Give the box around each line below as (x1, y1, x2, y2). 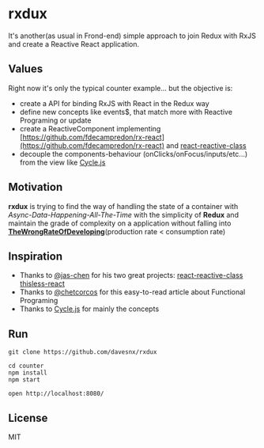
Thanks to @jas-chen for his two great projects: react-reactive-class (19, 271, 243, 280)
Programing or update (19, 116, 92, 125)
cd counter (8, 362, 44, 370)
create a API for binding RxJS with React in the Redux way (19, 98, 209, 108)
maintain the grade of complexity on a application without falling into (8, 218, 232, 228)
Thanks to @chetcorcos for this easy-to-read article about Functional (19, 287, 246, 297)
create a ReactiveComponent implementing (19, 123, 161, 133)
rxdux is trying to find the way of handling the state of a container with (8, 201, 239, 211)
